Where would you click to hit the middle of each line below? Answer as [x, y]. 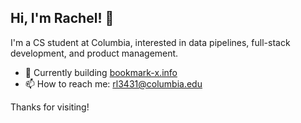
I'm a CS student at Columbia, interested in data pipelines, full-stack [150, 42]
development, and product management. [94, 53]
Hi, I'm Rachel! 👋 [62, 18]
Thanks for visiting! [50, 107]
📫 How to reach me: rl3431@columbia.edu [113, 83]
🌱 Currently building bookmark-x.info [101, 72]
